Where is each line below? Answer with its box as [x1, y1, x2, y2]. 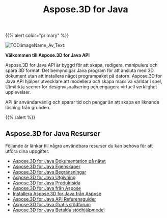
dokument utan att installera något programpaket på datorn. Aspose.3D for [5, 73, 162, 79]
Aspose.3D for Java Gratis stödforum [12, 202, 91, 207]
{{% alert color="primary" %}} [5, 32, 69, 39]
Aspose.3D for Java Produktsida [12, 180, 80, 186]
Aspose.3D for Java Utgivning [12, 175, 76, 180]
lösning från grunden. [5, 105, 51, 111]
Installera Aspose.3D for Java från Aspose [12, 190, 102, 197]
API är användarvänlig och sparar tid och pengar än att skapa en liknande [5, 99, 159, 105]
